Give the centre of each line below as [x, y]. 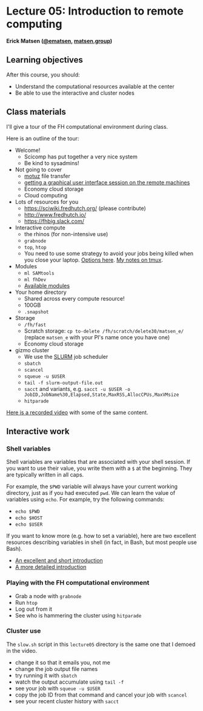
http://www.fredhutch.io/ [55, 214]
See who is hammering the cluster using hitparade [78, 615]
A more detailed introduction [51, 567]
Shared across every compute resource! [74, 298]
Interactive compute [40, 227]
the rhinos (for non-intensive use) [66, 234]
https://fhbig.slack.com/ [54, 221]
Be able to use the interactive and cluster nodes [75, 93]
